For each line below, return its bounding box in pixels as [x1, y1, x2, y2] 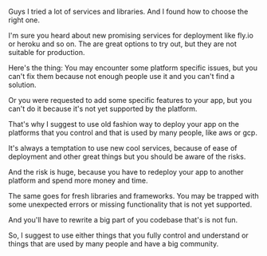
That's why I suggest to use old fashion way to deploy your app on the [8, 120, 239, 128]
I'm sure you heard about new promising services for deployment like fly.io [8, 31, 253, 40]
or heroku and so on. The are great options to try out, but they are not [8, 39, 238, 49]
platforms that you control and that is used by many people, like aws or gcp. [8, 128, 257, 137]
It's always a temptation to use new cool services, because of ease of [8, 144, 238, 152]
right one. [8, 15, 41, 25]
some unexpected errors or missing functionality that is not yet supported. [8, 199, 253, 209]
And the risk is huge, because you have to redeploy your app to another [8, 167, 245, 176]
